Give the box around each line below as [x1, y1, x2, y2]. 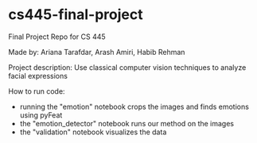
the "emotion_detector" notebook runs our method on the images [19, 118, 235, 128]
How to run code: [8, 86, 65, 96]
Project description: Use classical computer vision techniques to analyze [8, 62, 247, 72]
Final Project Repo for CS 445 [8, 32, 106, 41]
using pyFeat [19, 110, 63, 120]
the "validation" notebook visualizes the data [19, 127, 167, 137]
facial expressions [8, 71, 68, 80]
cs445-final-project [8, 6, 143, 24]
